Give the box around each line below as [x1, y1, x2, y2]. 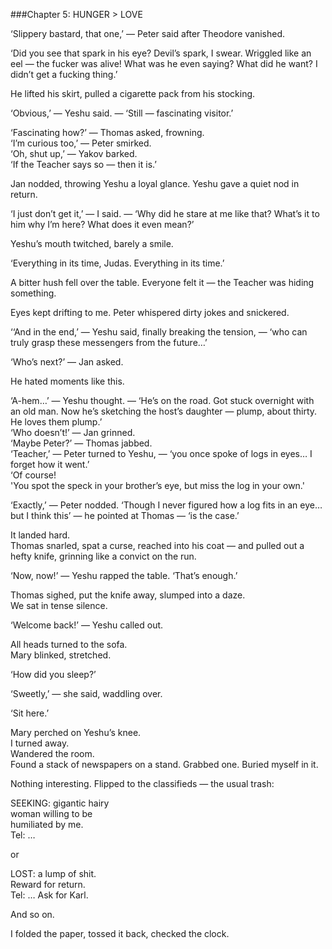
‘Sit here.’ [10, 707, 50, 719]
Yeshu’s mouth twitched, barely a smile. [10, 238, 174, 249]
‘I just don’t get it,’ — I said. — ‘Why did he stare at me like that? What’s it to [10, 208, 320, 219]
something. [10, 287, 57, 299]
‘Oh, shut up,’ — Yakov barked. [10, 148, 138, 159]
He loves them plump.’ [10, 416, 103, 428]
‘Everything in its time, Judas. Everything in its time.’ [10, 257, 225, 269]
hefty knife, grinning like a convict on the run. [10, 550, 197, 562]
